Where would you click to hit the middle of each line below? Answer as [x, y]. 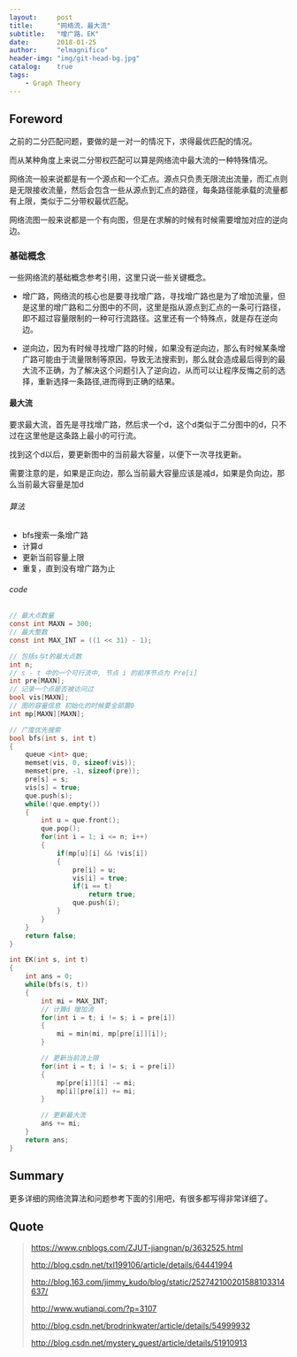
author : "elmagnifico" [59, 50]
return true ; [112, 895]
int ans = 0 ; [49, 976]
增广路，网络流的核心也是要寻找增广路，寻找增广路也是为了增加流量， [150, 296]
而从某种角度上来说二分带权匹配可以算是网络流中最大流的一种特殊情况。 [141, 160]
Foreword [36, 119]
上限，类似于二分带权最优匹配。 [75, 201]
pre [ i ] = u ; [94, 870]
